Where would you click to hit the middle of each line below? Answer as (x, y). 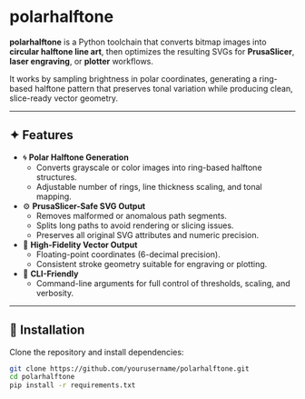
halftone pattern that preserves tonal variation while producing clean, (164, 88)
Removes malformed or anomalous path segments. (131, 215)
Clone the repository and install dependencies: (97, 352)
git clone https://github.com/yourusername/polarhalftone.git (129, 369)
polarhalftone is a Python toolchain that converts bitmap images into (138, 42)
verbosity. (55, 293)
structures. (56, 177)
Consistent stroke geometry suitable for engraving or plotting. (152, 264)
